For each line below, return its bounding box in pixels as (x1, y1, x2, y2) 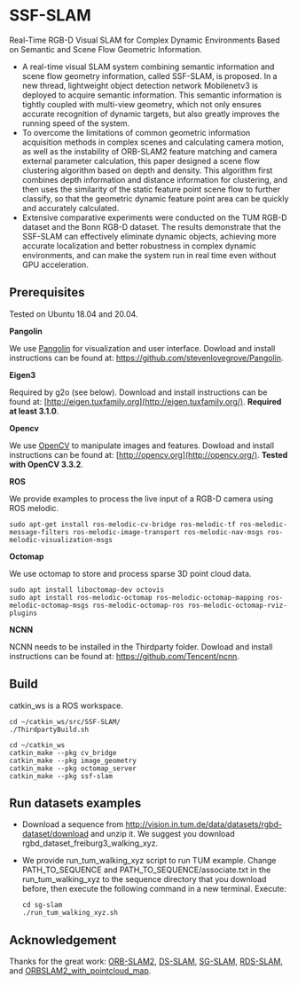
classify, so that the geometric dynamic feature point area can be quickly (21, 193, 289, 204)
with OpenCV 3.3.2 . (9, 459, 84, 469)
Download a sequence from (21, 819, 124, 830)
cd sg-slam (21, 901, 63, 910)
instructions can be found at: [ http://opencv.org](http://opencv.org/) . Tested (9, 449, 288, 460)
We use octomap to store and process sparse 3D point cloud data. (9, 568, 252, 579)
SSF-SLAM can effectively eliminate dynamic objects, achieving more (21, 231, 277, 241)
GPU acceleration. (21, 259, 89, 270)
